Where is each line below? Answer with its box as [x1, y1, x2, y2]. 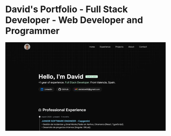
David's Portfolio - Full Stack [5, 4, 128, 15]
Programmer [5, 25, 60, 37]
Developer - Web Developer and [5, 14, 144, 26]
